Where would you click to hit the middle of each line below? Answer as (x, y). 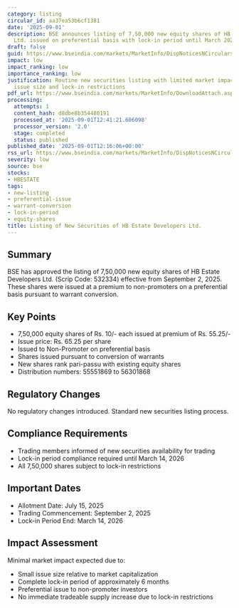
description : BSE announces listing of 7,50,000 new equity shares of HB (119, 34)
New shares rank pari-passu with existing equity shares (99, 365)
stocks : (19, 173)
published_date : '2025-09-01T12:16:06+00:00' (76, 147)
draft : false (27, 47)
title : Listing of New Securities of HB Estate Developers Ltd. (105, 226)
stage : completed (39, 133)
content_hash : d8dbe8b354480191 (62, 113)
